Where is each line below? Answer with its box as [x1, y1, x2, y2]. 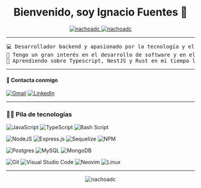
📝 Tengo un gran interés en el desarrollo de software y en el [6, 51, 196, 58]
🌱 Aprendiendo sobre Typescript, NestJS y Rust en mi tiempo [6, 57, 190, 64]
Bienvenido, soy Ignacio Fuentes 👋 [13, 5, 188, 19]
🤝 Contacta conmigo [6, 76, 58, 83]
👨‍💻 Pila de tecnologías [6, 110, 72, 119]
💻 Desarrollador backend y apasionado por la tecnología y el [6, 43, 195, 50]
